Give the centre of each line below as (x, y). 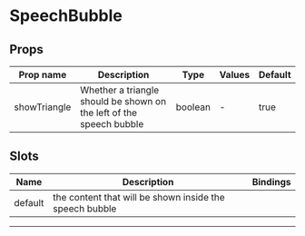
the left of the (109, 113)
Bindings (271, 182)
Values (235, 75)
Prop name (43, 75)
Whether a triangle (120, 90)
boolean (193, 107)
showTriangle (43, 107)
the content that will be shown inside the (139, 197)
